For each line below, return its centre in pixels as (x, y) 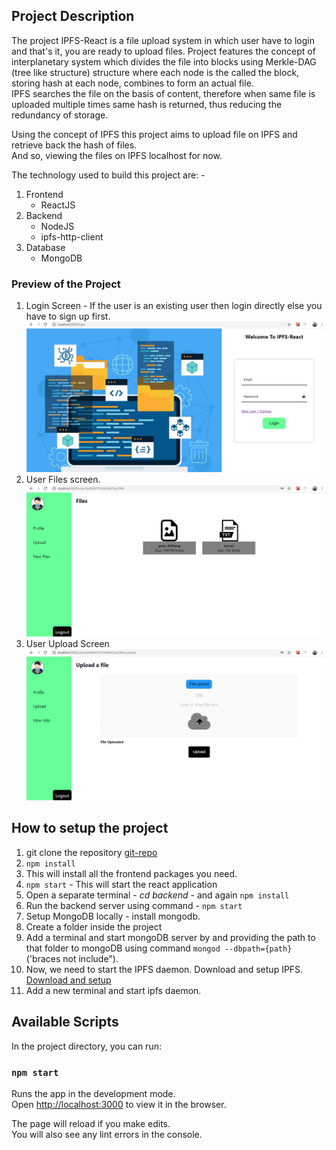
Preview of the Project (66, 284)
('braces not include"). (72, 958)
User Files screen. (63, 480)
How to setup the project (90, 828)
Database (45, 247)
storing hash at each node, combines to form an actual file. (132, 83)
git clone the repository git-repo (91, 852)
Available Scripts (65, 1022)
